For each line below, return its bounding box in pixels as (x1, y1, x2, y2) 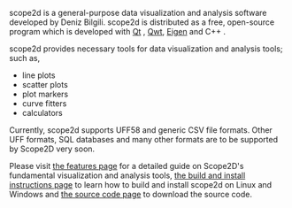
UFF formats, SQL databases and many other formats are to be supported (9, 135, 279, 144)
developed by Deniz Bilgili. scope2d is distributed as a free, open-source (9, 17, 275, 27)
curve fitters (21, 98, 67, 109)
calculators (21, 108, 64, 118)
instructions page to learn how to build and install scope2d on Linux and (9, 180, 273, 189)
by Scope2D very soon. (9, 143, 96, 154)
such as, (9, 53, 41, 63)
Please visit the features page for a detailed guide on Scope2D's (9, 161, 244, 171)
